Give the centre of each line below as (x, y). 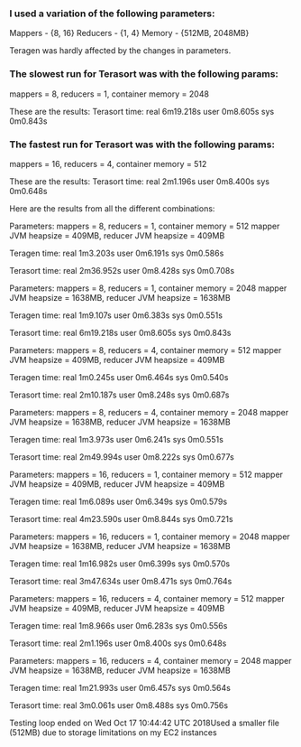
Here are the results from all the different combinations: (112, 208)
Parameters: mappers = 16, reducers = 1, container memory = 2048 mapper (150, 537)
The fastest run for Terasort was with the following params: (142, 145)
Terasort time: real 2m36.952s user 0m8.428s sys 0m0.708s (122, 270)
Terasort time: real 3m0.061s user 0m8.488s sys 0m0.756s (119, 705)
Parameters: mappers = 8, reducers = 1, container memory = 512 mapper (145, 226)
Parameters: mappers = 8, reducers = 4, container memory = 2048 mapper (149, 412)
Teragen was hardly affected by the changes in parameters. (120, 51)
